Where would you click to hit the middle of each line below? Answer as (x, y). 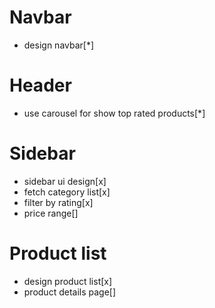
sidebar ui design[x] (65, 181)
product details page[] (70, 292)
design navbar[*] (59, 45)
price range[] (51, 213)
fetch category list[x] (67, 192)
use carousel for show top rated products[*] (114, 113)
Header (40, 85)
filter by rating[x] (58, 202)
